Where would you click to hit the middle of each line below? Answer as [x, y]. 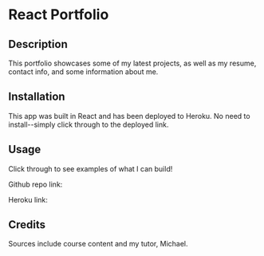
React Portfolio [59, 15]
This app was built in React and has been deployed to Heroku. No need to [129, 116]
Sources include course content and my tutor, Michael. [99, 244]
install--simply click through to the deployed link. [89, 124]
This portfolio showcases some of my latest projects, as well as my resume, [132, 63]
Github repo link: [35, 184]
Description [38, 44]
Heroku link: [28, 199]
